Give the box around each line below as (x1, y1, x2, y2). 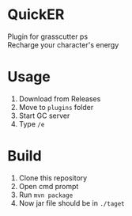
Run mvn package (18, 190, 74, 199)
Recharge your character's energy (7, 40, 119, 49)
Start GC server (18, 111, 70, 120)
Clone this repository (18, 172, 88, 183)
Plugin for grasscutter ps (7, 32, 89, 41)
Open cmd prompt (18, 181, 79, 191)
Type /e (18, 119, 45, 128)
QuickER (7, 6, 65, 24)
